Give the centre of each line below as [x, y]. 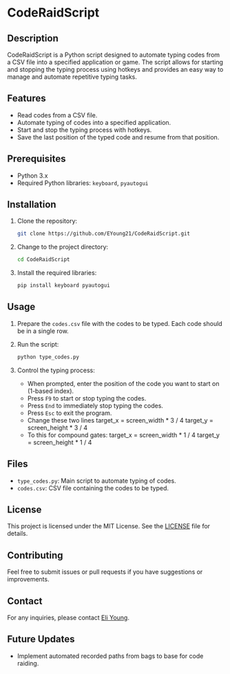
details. [18, 534]
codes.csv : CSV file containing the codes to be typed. [93, 488]
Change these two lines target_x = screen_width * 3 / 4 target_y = [120, 420]
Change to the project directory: [63, 247]
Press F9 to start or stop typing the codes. [87, 398]
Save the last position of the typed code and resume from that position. [118, 137]
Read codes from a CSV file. [57, 115]
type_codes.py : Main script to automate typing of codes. [97, 481]
